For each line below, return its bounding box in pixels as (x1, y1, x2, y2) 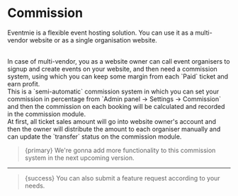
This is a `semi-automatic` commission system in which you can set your (7, 87, 220, 96)
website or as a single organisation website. (29, 35, 157, 44)
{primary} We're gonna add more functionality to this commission (24, 146, 216, 154)
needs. (24, 181, 45, 190)
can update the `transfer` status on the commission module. (7, 132, 182, 141)
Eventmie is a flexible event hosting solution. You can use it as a (7, 28, 194, 37)
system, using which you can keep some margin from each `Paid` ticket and (7, 72, 229, 81)
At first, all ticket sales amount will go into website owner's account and (7, 117, 217, 125)
